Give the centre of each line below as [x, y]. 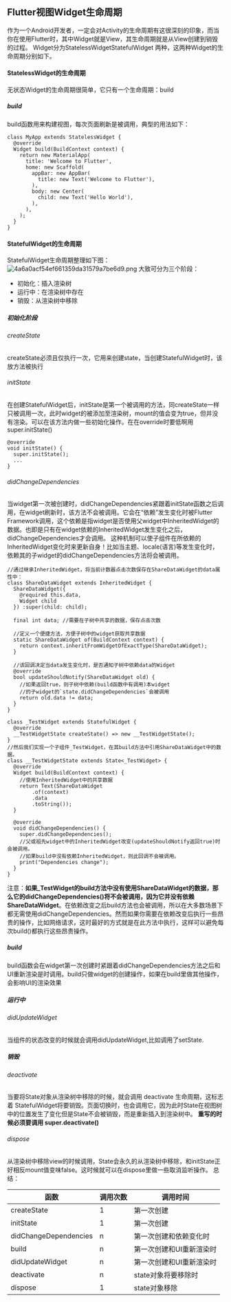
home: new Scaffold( [55, 167]
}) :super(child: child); [51, 607]
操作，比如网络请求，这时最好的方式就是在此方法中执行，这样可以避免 [118, 923]
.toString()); [52, 804]
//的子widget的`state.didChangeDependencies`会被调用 [95, 692]
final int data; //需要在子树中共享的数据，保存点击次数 [87, 621]
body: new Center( [58, 191]
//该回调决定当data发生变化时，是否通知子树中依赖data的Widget [94, 665]
